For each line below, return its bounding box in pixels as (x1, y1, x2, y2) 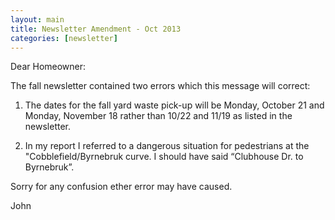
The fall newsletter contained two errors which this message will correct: (10, 80, 311, 92)
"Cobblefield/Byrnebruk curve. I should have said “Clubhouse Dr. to (24, 151, 304, 163)
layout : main (10, 14, 65, 25)
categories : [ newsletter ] (10, 33, 118, 43)
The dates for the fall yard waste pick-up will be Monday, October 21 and (24, 99, 325, 111)
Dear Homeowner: (10, 61, 87, 73)
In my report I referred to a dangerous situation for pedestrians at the (24, 140, 310, 152)
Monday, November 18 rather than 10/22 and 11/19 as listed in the (24, 110, 293, 122)
